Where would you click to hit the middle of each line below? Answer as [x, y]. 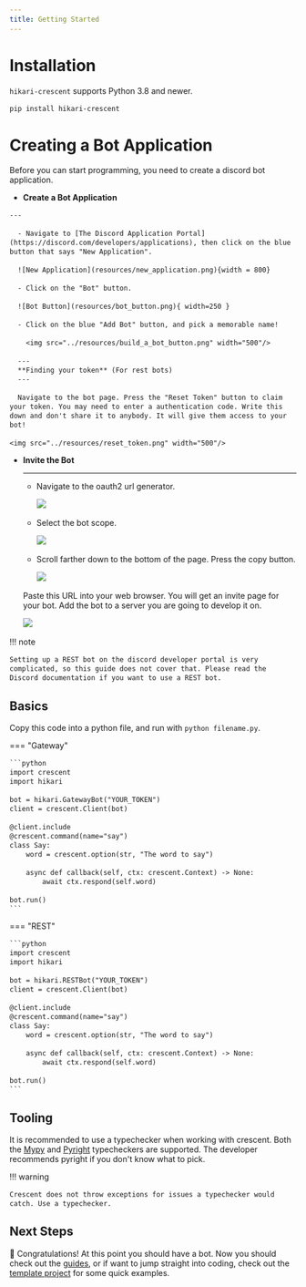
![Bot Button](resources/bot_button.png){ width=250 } [124, 307]
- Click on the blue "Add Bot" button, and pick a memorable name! [148, 325]
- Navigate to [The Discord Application [95, 234]
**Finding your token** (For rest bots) [95, 371]
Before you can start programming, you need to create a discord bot [138, 170]
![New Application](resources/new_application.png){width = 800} [144, 270]
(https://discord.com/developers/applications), [103, 243]
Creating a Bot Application [111, 145]
